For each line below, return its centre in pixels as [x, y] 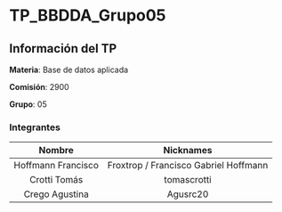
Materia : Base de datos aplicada [69, 69]
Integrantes [35, 127]
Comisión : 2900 [39, 87]
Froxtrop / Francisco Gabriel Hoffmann [188, 166]
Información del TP [63, 49]
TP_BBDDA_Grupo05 [88, 16]
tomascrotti [188, 180]
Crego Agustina [56, 194]
